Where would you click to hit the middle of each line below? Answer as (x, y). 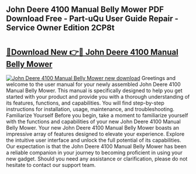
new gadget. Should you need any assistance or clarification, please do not (97, 159)
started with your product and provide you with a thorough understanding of (98, 97)
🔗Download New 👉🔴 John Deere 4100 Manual (92, 52)
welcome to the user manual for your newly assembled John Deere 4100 (94, 84)
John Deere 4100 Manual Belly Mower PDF (85, 10)
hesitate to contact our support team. (51, 165)
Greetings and (159, 78)
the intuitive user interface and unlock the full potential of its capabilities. (94, 140)
